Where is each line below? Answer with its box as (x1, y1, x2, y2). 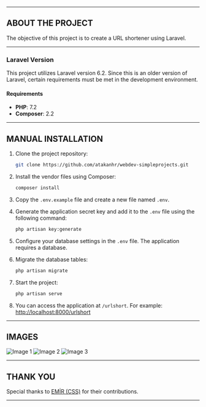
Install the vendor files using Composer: (15, 173, 116, 180)
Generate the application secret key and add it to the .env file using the (15, 207, 195, 215)
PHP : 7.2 (15, 104, 37, 111)
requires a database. (15, 244, 67, 251)
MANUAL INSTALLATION (6, 133, 103, 144)
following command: (15, 214, 67, 222)
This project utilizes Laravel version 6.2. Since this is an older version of (6, 69, 188, 77)
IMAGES (6, 331, 39, 342)
